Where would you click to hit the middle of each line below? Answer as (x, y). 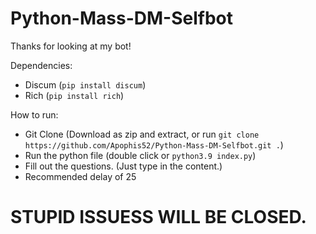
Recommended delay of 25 (80, 176)
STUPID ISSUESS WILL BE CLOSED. (158, 217)
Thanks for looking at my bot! (71, 46)
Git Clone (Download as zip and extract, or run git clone (142, 134)
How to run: (34, 114)
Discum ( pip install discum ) (85, 84)
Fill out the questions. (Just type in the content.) (123, 166)
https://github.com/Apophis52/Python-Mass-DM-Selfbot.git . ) (154, 144)
